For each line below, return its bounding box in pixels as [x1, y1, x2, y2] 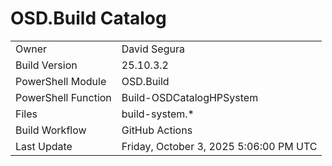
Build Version [15, 58, 78, 72]
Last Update [15, 139, 73, 153]
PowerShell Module [15, 74, 107, 88]
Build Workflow [15, 123, 87, 137]
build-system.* [121, 107, 195, 121]
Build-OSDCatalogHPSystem [121, 90, 259, 104]
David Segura [121, 42, 185, 56]
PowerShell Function [15, 90, 112, 104]
